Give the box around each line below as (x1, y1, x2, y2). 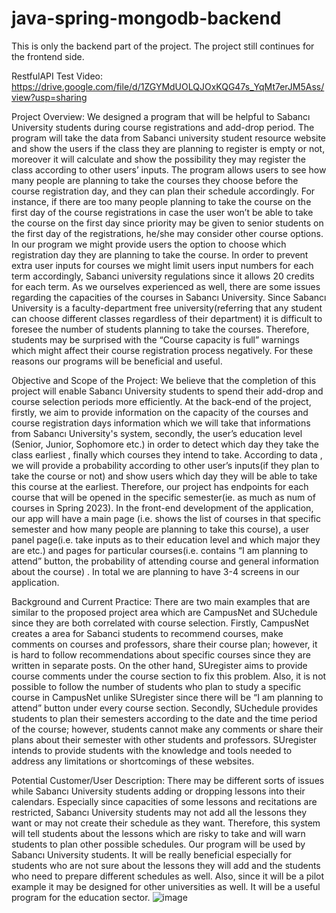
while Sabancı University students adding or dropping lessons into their (11, 785, 306, 797)
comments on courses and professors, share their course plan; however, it (11, 638, 318, 650)
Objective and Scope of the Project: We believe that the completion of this (11, 374, 317, 386)
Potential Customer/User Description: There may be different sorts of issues (11, 774, 325, 786)
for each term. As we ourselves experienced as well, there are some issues (11, 280, 321, 292)
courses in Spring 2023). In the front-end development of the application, (11, 502, 314, 514)
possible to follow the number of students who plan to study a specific (11, 680, 302, 692)
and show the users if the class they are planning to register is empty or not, (11, 142, 326, 154)
